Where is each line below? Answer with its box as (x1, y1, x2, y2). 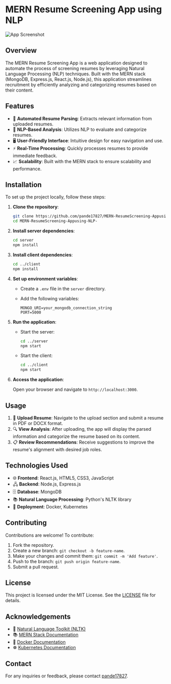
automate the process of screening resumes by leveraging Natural (5, 65, 144, 71)
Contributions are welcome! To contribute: (5, 532, 94, 538)
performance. (12, 165, 42, 172)
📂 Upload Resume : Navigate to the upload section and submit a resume (12, 414, 164, 421)
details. (5, 598, 21, 604)
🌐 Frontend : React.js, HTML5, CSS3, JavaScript (12, 475, 114, 481)
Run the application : (12, 319, 57, 325)
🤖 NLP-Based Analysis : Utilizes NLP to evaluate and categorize (12, 126, 147, 133)
